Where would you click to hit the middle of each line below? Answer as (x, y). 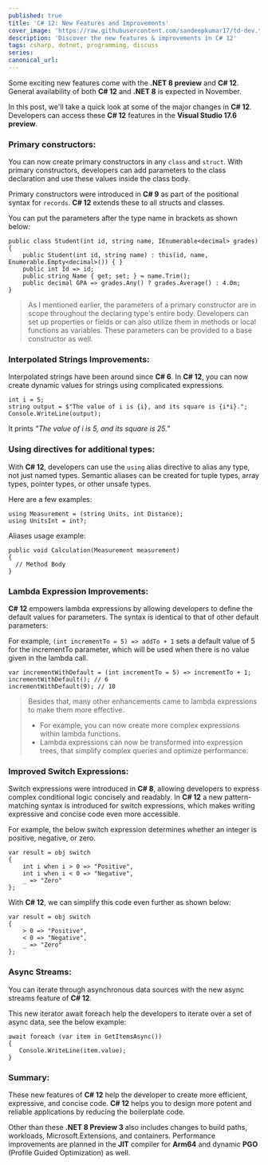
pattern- (238, 797)
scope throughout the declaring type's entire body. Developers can (138, 314)
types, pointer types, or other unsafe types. (80, 484)
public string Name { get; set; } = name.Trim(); (107, 276)
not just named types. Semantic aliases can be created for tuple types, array (134, 475)
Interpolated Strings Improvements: (79, 360)
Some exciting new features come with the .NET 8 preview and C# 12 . (124, 83)
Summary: (29, 1077)
